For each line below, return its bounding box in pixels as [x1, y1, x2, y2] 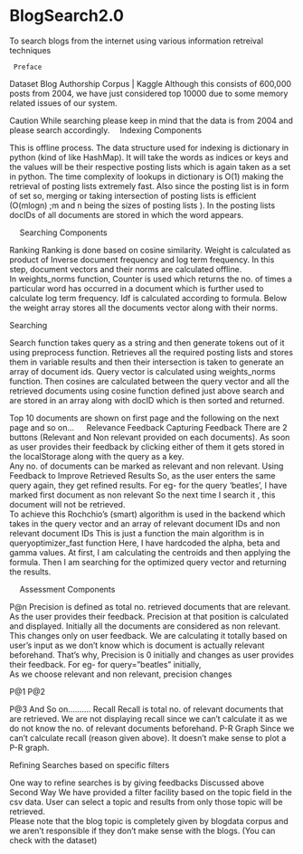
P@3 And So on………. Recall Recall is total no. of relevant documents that [9, 703, 284, 715]
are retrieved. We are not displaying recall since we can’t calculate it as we [9, 713, 288, 724]
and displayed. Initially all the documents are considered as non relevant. [9, 621, 281, 631]
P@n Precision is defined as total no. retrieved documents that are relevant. [9, 601, 291, 612]
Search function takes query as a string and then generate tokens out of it [9, 337, 285, 348]
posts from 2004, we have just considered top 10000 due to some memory [9, 88, 289, 99]
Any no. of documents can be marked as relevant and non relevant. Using [9, 460, 284, 471]
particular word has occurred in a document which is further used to [9, 282, 264, 294]
